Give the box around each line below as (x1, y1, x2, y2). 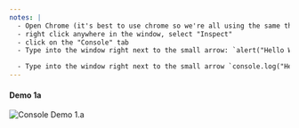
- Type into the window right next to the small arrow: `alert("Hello (17, 46, 285, 55)
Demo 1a (9, 90, 42, 100)
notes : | (9, 12, 42, 22)
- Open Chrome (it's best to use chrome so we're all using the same (17, 21, 280, 30)
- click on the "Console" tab (17, 37, 129, 47)
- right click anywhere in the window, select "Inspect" (17, 29, 233, 38)
